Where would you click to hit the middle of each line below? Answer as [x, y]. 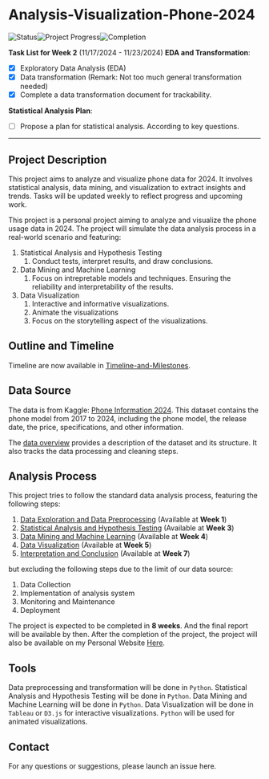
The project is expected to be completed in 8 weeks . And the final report [128, 626]
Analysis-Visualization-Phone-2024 [132, 15]
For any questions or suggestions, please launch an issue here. [112, 766]
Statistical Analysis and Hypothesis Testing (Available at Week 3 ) [127, 528]
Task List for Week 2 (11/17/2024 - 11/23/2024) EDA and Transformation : [129, 52]
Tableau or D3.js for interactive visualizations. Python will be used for [121, 713]
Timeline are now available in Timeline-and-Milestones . [99, 365]
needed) [34, 87]
